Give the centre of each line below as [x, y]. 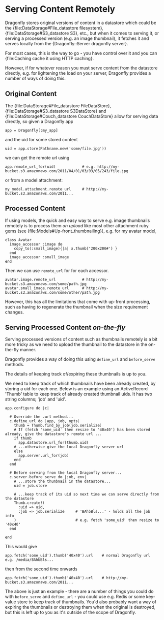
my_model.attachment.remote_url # [45, 189]
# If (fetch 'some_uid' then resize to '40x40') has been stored [82, 430]
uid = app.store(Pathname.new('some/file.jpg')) [56, 149]
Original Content [31, 94]
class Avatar [18, 240]
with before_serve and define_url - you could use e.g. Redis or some [75, 597]
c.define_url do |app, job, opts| [45, 421]
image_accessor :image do [36, 244]
